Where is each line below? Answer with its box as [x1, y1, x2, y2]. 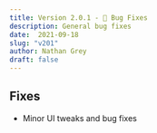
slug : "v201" [9, 38, 59, 48]
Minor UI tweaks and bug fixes [22, 112, 138, 123]
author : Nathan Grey [9, 47, 88, 56]
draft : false [9, 55, 59, 64]
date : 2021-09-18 [9, 30, 79, 39]
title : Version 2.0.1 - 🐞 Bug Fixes [9, 13, 148, 23]
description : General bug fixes [9, 22, 132, 31]
